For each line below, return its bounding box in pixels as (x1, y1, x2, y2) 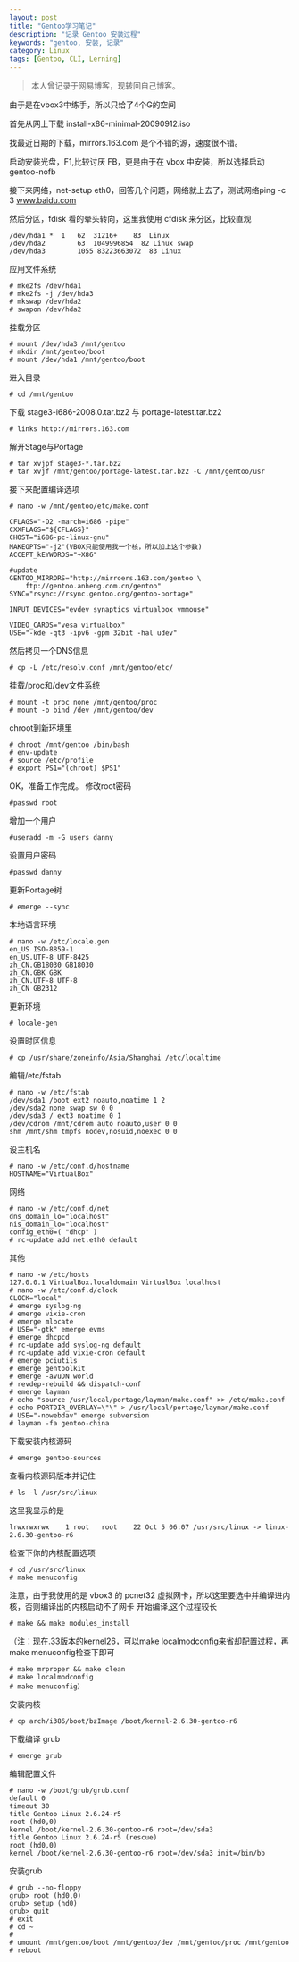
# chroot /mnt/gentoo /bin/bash (9, 740, 129, 749)
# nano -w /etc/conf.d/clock (9, 1286, 118, 1295)
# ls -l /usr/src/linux (9, 1488, 98, 1497)
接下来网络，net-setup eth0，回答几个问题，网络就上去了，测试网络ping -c (9, 185, 287, 195)
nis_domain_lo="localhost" (9, 1220, 110, 1229)
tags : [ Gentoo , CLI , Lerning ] (9, 55, 122, 63)
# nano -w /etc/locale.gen (9, 937, 110, 946)
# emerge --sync (9, 902, 70, 911)
